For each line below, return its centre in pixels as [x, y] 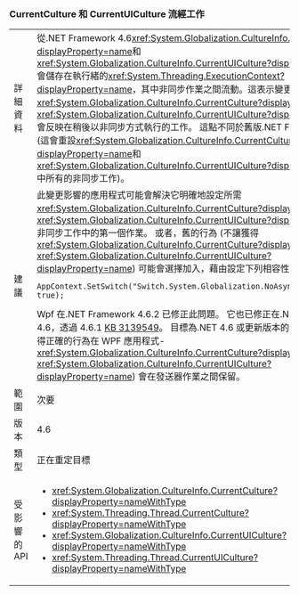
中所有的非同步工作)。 [83, 178]
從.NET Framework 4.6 [84, 38]
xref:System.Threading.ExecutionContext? [196, 76]
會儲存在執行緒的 [73, 76]
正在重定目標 [64, 461]
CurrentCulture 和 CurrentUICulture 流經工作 [107, 13]
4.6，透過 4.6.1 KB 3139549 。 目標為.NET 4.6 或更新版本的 [163, 328]
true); [51, 295]
